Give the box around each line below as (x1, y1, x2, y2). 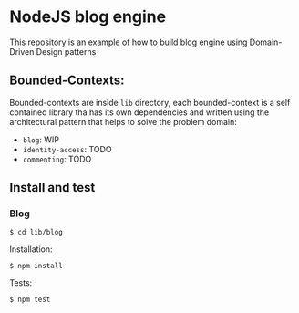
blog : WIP (22, 134, 59, 145)
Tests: (9, 277, 33, 288)
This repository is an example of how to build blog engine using (9, 37, 248, 47)
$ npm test (9, 295, 51, 305)
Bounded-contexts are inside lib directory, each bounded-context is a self (9, 97, 291, 108)
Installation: (9, 244, 53, 255)
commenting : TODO (22, 153, 92, 164)
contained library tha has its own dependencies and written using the (9, 107, 270, 118)
